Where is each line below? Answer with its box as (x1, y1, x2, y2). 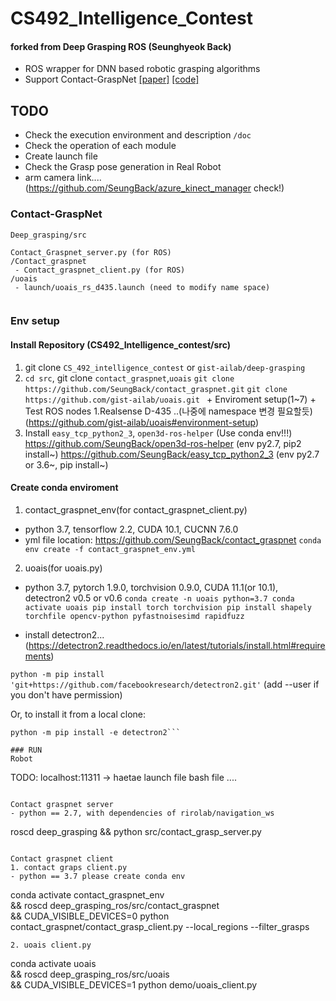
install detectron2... (24, 628, 105, 641)
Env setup (10, 314, 60, 328)
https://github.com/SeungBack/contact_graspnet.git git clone (24, 384, 288, 394)
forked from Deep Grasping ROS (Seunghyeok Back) (10, 40, 232, 52)
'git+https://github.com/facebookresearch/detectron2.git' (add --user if (10, 678, 320, 690)
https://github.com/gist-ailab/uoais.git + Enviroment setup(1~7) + (24, 393, 317, 405)
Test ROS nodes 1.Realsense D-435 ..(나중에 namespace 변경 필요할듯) (24, 405, 313, 417)
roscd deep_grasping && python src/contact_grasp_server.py (10, 825, 262, 837)
